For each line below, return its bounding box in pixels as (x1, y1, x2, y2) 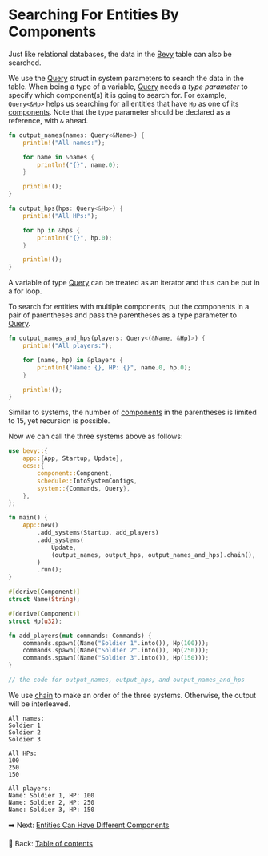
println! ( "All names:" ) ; (22, 139, 106, 147)
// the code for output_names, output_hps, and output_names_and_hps (8, 676, 246, 684)
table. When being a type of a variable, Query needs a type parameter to (8, 82, 248, 91)
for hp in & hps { (22, 226, 81, 234)
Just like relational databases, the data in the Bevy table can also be (8, 49, 232, 59)
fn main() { (8, 514, 48, 522)
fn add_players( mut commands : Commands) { (8, 632, 152, 640)
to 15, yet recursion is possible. (8, 416, 110, 426)
